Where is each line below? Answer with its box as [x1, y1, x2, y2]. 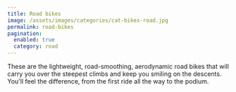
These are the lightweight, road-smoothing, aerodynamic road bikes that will [7, 63, 229, 70]
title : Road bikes [7, 10, 61, 18]
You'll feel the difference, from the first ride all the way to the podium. [7, 77, 209, 85]
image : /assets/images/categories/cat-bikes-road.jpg [7, 17, 169, 24]
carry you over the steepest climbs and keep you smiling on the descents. [7, 70, 222, 78]
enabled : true [13, 37, 55, 44]
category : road [13, 43, 58, 50]
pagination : [7, 29, 42, 37]
